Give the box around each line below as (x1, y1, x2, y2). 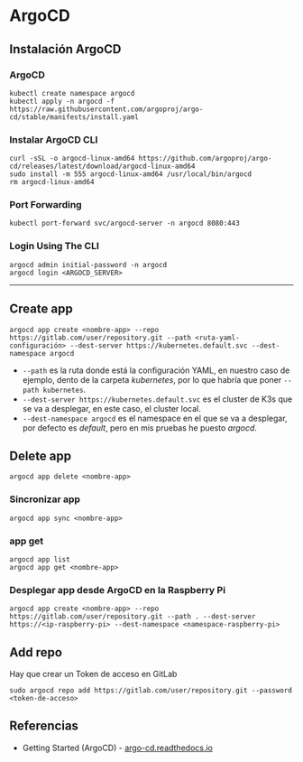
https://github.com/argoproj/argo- (138, 154, 272, 163)
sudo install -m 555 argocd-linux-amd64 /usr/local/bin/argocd (9, 170, 252, 179)
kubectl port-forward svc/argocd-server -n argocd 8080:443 (9, 218, 241, 228)
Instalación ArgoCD (9, 42, 122, 57)
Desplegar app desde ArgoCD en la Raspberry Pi (9, 583, 226, 596)
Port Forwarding (9, 199, 83, 211)
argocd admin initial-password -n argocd (9, 260, 168, 269)
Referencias (9, 719, 79, 734)
